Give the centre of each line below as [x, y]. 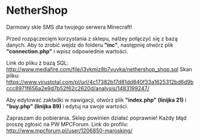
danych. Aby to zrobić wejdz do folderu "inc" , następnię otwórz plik [90, 45]
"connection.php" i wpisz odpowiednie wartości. [67, 51]
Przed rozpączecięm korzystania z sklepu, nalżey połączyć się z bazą [92, 38]
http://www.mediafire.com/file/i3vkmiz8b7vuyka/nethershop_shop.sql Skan [99, 69]
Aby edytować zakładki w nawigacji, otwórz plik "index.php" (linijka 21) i [96, 100]
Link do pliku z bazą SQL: [37, 63]
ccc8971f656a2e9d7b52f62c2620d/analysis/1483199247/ [78, 88]
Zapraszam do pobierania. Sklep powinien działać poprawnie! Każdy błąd [96, 118]
